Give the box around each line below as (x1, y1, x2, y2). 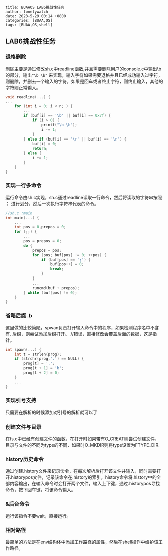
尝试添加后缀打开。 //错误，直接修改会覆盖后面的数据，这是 (29, 331, 153, 337)
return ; (32, 146, 49, 151)
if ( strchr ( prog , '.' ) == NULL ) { (14, 356, 84, 361)
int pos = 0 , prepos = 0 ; (14, 225, 66, 230)
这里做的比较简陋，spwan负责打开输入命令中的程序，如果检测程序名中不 (5, 324, 155, 330)
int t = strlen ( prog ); (14, 352, 62, 357)
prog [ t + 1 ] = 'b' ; (23, 366, 64, 371)
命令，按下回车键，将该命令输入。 (5, 487, 76, 493)
